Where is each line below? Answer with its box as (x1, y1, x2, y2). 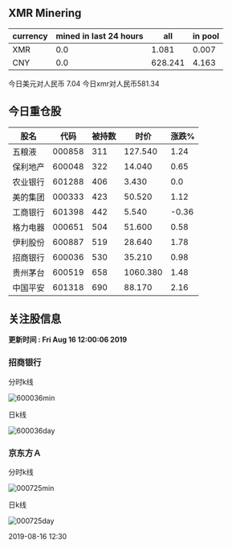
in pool (192, 30, 219, 41)
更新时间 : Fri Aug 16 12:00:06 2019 (8, 334, 128, 345)
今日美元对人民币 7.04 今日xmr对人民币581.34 (8, 78, 160, 88)
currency (12, 30, 48, 41)
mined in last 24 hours (55, 30, 144, 41)
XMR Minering (8, 6, 82, 20)
